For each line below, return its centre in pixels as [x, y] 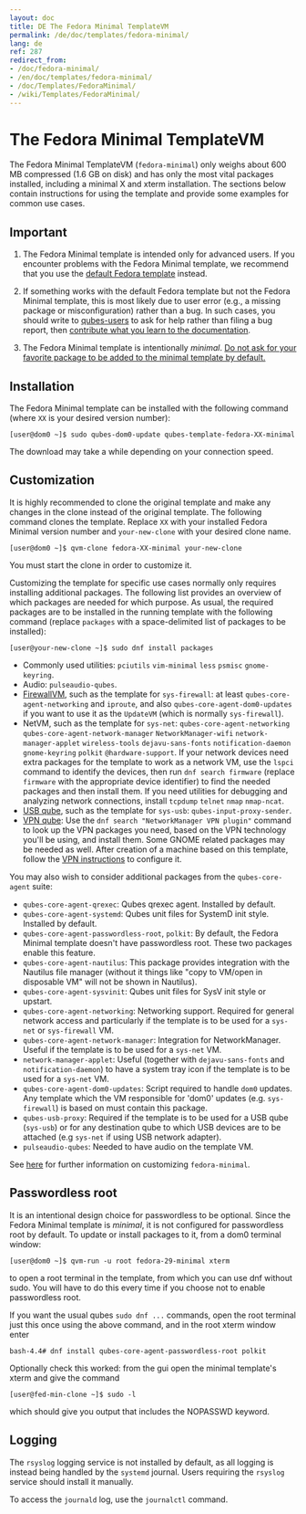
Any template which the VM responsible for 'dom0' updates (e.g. [144, 1098]
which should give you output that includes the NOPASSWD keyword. [140, 1411]
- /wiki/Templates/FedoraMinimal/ [75, 94]
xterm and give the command [65, 1377]
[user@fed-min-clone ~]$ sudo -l [73, 1394]
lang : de [26, 43]
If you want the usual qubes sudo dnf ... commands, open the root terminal [153, 1315]
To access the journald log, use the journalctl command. [119, 1499]
